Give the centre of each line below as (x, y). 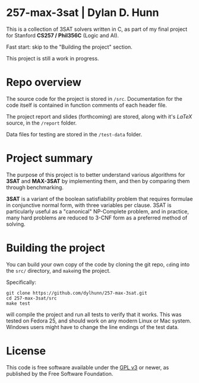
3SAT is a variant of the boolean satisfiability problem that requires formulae (99, 199)
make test (18, 303)
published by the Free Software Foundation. (60, 374)
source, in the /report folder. (42, 123)
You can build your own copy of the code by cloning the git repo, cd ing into (98, 264)
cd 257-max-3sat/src (32, 298)
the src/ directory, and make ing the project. (59, 270)
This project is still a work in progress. (53, 58)
